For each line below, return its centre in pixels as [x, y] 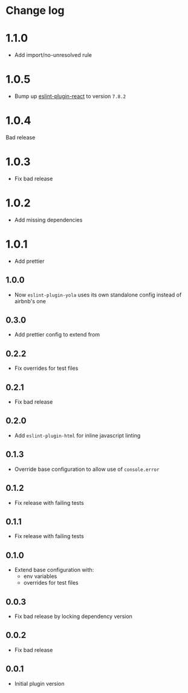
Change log [35, 11]
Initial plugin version [39, 683]
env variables [40, 576]
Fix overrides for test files [46, 368]
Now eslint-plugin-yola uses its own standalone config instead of [98, 295]
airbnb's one [30, 301]
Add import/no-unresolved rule [53, 55]
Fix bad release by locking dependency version [73, 616]
